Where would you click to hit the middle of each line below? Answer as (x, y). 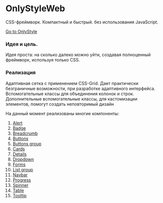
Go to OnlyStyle (21, 31)
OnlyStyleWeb (35, 9)
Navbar (20, 175)
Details (20, 154)
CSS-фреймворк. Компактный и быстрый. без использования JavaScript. (82, 22)
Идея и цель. (22, 44)
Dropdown (23, 159)
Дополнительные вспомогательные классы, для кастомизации (71, 99)
